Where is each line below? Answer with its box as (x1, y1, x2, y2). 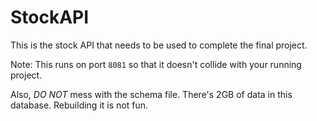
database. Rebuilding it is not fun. (10, 99, 148, 111)
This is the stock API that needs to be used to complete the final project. (10, 39, 308, 51)
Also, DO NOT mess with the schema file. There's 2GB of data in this (10, 88, 293, 100)
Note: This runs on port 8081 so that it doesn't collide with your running (10, 58, 302, 70)
